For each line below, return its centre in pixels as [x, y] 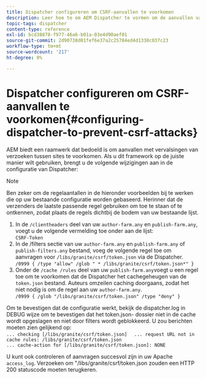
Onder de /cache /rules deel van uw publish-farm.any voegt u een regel [107, 270]
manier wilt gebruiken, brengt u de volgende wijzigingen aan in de [90, 163]
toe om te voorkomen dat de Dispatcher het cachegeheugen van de [101, 276]
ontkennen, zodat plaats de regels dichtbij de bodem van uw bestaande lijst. [103, 212]
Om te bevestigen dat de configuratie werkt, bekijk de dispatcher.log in [96, 308]
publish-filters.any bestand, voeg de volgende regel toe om [93, 250]
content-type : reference [38, 29]
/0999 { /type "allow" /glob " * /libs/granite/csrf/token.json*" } [105, 264]
